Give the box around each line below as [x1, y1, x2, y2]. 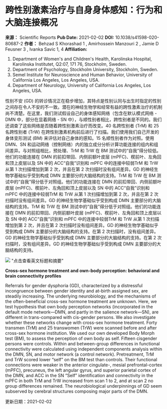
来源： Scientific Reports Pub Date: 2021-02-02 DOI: [5, 34, 115, 40]
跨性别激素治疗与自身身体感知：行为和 [5, 4, 163, 16]
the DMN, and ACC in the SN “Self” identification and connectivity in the [5, 372, 154, 378]
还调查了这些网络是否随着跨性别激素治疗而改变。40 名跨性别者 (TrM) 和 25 [5, 122, 160, 128]
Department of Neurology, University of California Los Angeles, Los [12, 82, 151, 88]
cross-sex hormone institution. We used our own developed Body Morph [5, 330, 155, 336]
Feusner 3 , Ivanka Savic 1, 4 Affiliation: [5, 46, 87, 52]
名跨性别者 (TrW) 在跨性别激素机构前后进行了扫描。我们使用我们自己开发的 [5, 129, 160, 135]
